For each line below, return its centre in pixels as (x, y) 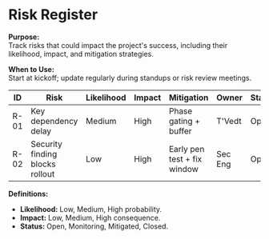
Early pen (187, 149)
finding (44, 153)
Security (46, 144)
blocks (43, 164)
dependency (54, 121)
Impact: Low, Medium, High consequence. (90, 217)
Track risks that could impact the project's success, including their (118, 45)
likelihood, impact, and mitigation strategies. (81, 54)
